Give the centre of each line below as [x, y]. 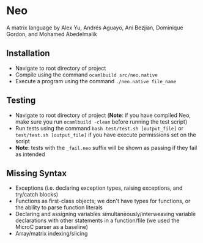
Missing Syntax [37, 173]
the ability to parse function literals [59, 207]
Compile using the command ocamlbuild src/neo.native [86, 75]
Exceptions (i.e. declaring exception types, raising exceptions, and [99, 188]
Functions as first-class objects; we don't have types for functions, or [103, 201]
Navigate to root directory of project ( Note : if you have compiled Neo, [103, 115]
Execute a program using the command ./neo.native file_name [96, 81]
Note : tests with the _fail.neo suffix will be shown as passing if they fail [106, 148]
